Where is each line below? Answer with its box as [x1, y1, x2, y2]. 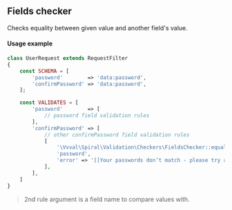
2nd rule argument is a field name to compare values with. [23, 195, 190, 203]
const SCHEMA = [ [19, 67, 70, 74]
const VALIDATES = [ [19, 99, 79, 106]
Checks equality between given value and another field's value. [7, 23, 188, 32]
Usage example [7, 39, 53, 48]
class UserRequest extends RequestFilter [7, 55, 128, 62]
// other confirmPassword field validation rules [43, 131, 190, 138]
